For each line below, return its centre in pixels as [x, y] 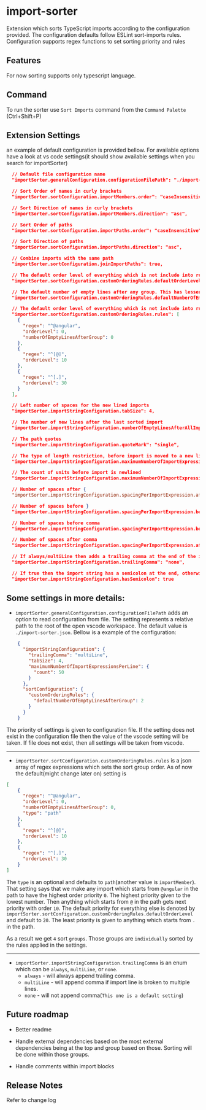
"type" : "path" [42, 813]
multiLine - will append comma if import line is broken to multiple [107, 982]
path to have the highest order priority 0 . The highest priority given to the [99, 895]
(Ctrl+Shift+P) [24, 116]
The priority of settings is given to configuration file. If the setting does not [101, 729]
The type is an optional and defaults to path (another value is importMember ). [101, 882]
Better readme [33, 1029]
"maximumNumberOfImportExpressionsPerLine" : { [89, 666]
